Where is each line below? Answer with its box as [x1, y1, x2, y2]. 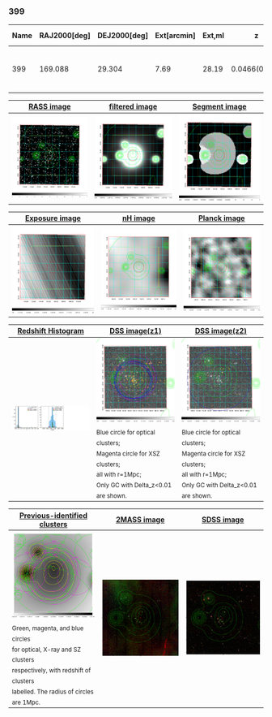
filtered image [108, 102, 158, 111]
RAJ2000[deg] [39, 31, 91, 41]
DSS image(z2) [194, 326, 247, 336]
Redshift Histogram [17, 326, 85, 336]
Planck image [198, 214, 245, 223]
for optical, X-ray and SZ [11, 646, 82, 654]
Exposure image [24, 214, 81, 223]
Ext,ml [202, 31, 225, 41]
